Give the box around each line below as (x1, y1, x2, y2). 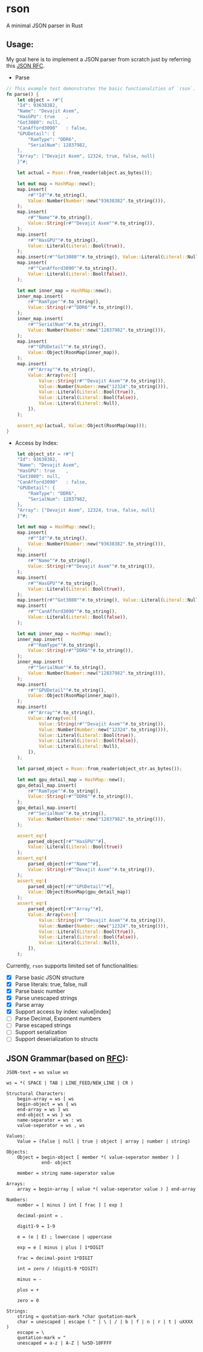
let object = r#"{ (17, 96, 63, 103)
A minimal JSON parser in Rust (6, 22, 83, 29)
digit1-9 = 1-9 (17, 1223, 56, 1229)
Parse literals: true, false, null (14, 980, 88, 987)
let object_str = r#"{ (17, 451, 74, 457)
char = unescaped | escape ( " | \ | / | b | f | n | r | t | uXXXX (17, 1319, 193, 1325)
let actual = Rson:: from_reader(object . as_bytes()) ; (17, 170, 153, 176)
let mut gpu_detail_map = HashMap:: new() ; (17, 776, 126, 782)
